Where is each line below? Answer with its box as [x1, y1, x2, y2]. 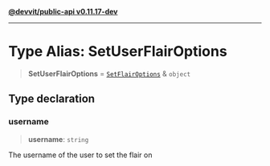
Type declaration [8, 92, 95, 106]
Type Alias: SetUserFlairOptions [8, 43, 227, 61]
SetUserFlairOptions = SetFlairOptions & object [27, 68, 191, 79]
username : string [27, 134, 89, 144]
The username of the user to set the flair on [8, 150, 153, 160]
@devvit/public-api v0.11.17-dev [8, 7, 118, 16]
